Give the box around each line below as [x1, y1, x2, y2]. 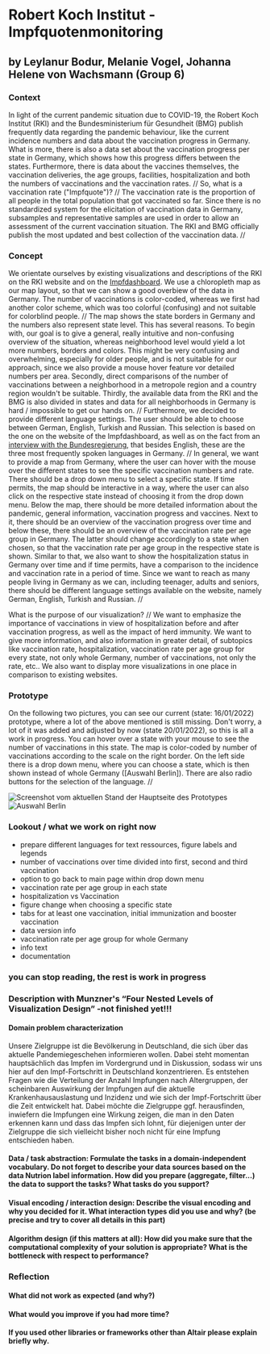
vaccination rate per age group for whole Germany [19, 934, 189, 943]
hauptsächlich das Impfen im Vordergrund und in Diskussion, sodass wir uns [8, 1058, 263, 1068]
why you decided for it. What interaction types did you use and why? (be [8, 1206, 256, 1216]
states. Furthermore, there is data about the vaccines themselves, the [8, 161, 239, 171]
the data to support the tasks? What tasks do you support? [8, 1180, 210, 1189]
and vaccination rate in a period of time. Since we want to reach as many [8, 569, 251, 579]
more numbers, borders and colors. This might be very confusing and [8, 345, 239, 356]
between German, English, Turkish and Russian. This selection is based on [8, 423, 255, 433]
